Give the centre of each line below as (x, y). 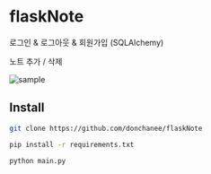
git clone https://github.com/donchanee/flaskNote (106, 128)
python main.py (38, 161)
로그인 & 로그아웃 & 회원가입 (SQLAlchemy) (87, 42)
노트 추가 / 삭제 (36, 61)
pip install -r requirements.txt (72, 144)
